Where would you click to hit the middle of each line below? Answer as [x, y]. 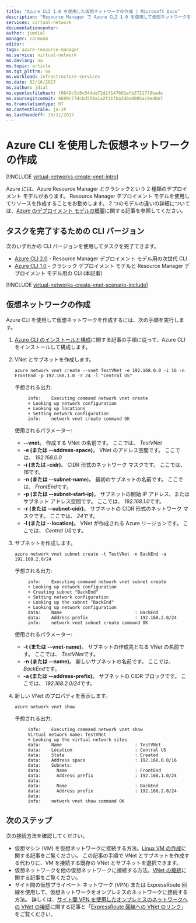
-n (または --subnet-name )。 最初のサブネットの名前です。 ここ [101, 479]
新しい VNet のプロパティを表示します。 [62, 695]
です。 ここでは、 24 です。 [66, 516]
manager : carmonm [27, 39]
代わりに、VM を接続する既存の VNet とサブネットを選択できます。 [101, 863]
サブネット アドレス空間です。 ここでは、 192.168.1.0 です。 [94, 501]
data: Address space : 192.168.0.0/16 [102, 760]
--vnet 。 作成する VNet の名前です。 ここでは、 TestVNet [92, 443]
